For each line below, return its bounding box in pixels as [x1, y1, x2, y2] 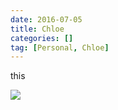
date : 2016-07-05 [10, 14, 83, 25]
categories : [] [10, 33, 74, 43]
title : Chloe [10, 24, 65, 34]
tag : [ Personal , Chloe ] [10, 42, 110, 53]
